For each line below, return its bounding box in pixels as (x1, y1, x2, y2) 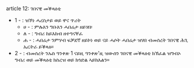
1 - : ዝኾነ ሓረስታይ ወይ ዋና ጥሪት (14, 17, 81, 23)
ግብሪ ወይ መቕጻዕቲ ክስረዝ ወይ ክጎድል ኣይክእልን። (14, 56, 110, 63)
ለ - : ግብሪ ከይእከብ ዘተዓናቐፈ (23, 30, 83, 37)
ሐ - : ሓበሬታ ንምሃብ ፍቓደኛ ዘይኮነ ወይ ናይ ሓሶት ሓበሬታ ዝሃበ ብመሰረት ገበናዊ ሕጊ (23, 36, 188, 43)
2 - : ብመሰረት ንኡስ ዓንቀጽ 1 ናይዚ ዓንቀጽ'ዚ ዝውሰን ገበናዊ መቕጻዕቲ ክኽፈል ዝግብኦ (14, 50, 181, 56)
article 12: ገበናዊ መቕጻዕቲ (6, 5, 61, 12)
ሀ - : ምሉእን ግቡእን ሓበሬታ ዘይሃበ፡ (23, 23, 92, 30)
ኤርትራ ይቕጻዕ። (23, 43, 54, 50)
